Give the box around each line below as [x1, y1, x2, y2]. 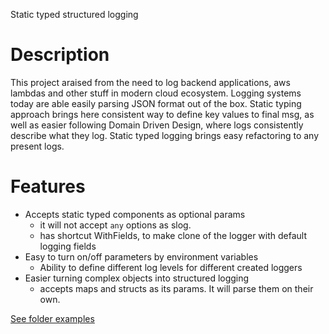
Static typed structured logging [10, 9, 139, 20]
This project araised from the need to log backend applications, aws [10, 76, 291, 88]
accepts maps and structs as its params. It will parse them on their [39, 282, 314, 294]
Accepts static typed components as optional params [24, 208, 246, 220]
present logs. [10, 140, 65, 152]
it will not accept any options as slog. [39, 219, 192, 231]
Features [10, 175, 86, 198]
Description [10, 44, 110, 66]
